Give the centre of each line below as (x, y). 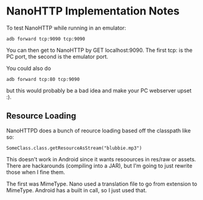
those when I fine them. (36, 172)
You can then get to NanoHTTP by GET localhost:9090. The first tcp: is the (99, 50)
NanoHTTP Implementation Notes (93, 11)
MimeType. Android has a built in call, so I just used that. (77, 190)
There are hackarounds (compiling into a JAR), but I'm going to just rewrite (99, 166)
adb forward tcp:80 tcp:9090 (43, 79)
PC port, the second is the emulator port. (57, 56)
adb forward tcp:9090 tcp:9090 (46, 39)
